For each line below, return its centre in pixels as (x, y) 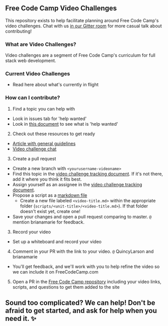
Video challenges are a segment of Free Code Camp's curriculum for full (80, 56)
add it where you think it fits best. (47, 179)
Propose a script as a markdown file (50, 195)
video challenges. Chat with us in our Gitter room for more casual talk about (83, 26)
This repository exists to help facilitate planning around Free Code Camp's (82, 20)
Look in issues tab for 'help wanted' (50, 119)
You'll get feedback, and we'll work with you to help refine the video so (86, 266)
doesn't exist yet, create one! (50, 211)
